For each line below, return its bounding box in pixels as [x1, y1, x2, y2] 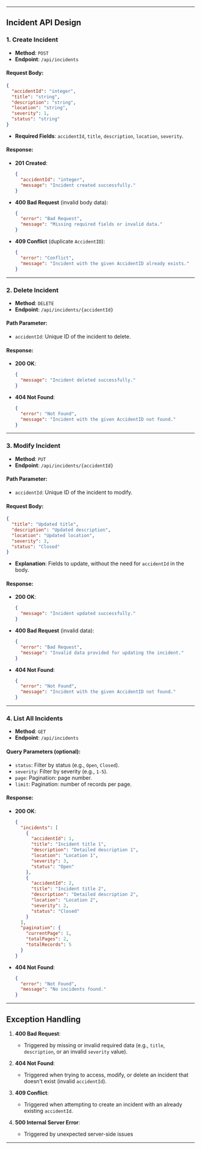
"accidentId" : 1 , [31, 836, 75, 842]
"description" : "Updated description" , [11, 527, 111, 533]
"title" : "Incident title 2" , [31, 886, 106, 892]
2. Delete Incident [6, 286, 59, 294]
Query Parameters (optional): [6, 747, 81, 755]
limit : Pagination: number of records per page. [14, 780, 132, 788]
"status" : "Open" [31, 864, 75, 870]
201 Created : [14, 159, 48, 167]
